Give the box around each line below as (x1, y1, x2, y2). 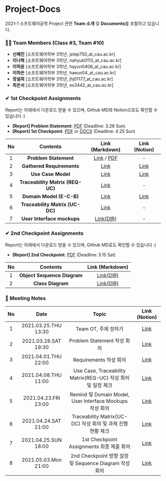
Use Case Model (31, 170, 71, 177)
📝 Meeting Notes (5, 295, 46, 302)
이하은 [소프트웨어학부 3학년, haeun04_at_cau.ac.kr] (12, 70, 116, 76)
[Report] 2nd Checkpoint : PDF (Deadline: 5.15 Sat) (12, 252, 116, 258)
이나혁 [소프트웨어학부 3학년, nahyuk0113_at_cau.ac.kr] (12, 57, 122, 63)
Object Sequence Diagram (19, 271, 83, 278)
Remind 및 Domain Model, (70, 391, 130, 398)
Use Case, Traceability (73, 368, 126, 374)
